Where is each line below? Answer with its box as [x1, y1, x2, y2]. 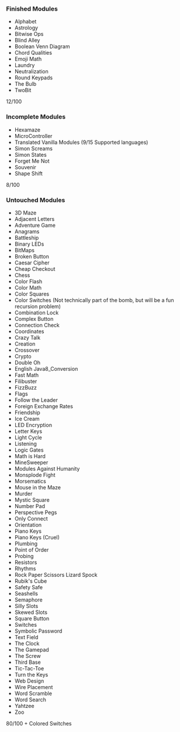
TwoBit [14, 87, 32, 94]
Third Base [14, 659, 41, 666]
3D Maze [14, 209, 37, 216]
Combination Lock [14, 309, 59, 316]
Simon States [14, 151, 47, 158]
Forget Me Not [14, 157, 50, 164]
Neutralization [14, 68, 49, 75]
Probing [14, 552, 34, 559]
